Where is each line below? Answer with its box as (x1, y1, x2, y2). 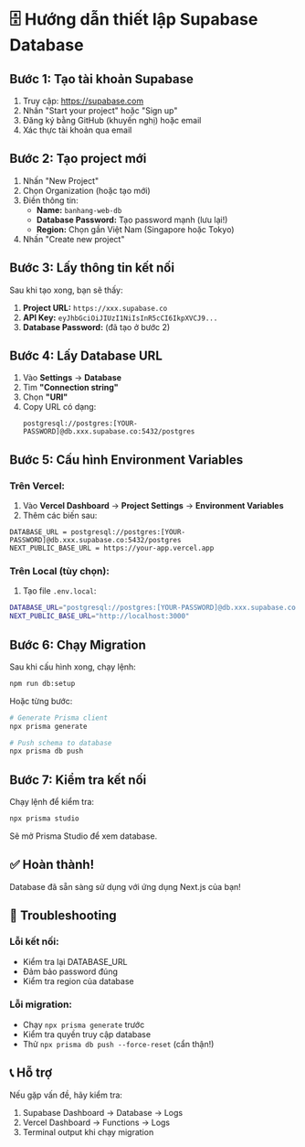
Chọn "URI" (22, 391, 68, 402)
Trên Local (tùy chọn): (9, 565, 110, 578)
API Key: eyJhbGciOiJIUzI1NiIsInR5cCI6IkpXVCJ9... (22, 312, 218, 323)
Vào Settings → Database (22, 372, 121, 383)
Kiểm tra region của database (22, 975, 134, 986)
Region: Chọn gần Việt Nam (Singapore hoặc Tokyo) (36, 223, 235, 235)
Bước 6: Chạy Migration (9, 637, 146, 652)
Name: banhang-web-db (36, 204, 122, 215)
